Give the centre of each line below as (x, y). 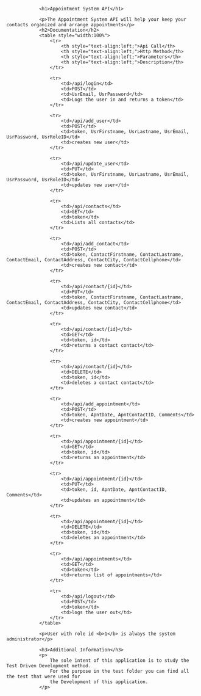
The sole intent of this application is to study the (119, 661)
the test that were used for (43, 676)
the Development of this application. (99, 682)
